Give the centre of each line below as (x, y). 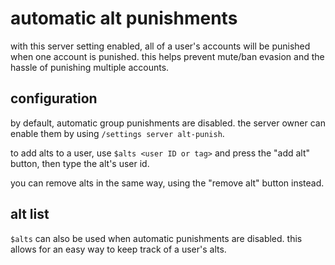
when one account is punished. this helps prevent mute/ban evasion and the (167, 56)
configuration (54, 98)
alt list (30, 214)
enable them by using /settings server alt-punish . (117, 133)
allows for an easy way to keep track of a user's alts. (118, 249)
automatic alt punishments (124, 18)
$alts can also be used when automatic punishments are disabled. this (156, 238)
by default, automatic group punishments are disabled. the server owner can (168, 123)
